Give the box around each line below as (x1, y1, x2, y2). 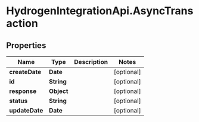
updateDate (9, 107, 43, 114)
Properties (6, 40, 46, 50)
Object (48, 87, 69, 95)
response (9, 87, 37, 95)
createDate (9, 68, 42, 76)
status (9, 97, 28, 105)
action (6, 17, 39, 30)
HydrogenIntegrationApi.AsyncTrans (6, 4, 194, 18)
